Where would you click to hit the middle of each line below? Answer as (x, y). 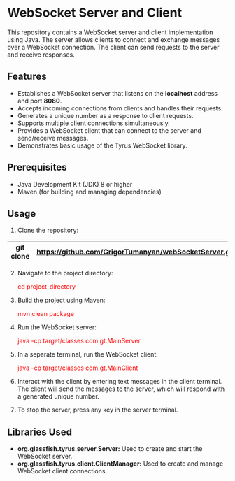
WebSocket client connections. (62, 471)
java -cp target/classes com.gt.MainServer (79, 341)
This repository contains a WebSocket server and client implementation (110, 32)
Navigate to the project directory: (65, 273)
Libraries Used (40, 432)
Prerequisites (37, 167)
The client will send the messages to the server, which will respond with (121, 389)
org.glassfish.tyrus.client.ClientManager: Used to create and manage (120, 464)
